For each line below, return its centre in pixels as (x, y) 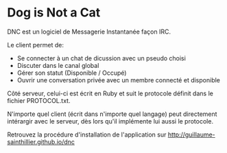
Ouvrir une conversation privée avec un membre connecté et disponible (119, 80)
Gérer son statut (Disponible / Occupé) (72, 73)
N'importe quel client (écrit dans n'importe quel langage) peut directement (112, 114)
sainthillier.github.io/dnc (41, 141)
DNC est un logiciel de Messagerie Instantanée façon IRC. (89, 32)
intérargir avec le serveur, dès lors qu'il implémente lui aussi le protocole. (110, 121)
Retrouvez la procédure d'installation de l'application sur (87, 134)
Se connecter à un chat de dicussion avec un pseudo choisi (101, 58)
